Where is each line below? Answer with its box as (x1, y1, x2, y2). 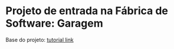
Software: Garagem (5, 17, 104, 30)
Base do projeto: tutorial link (5, 36, 74, 43)
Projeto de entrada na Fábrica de (5, 4, 169, 18)
